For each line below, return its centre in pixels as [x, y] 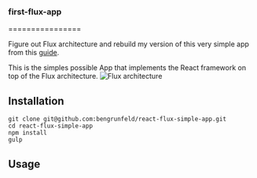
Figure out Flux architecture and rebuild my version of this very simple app [129, 44]
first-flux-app [35, 12]
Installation [36, 101]
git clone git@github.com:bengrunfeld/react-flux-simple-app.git [117, 119]
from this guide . [34, 53]
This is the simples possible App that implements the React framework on [127, 68]
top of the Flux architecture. [53, 76]
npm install [28, 133]
